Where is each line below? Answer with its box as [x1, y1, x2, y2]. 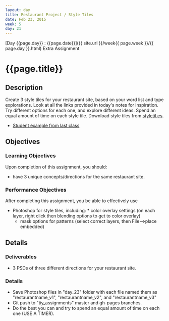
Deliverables [5, 253, 37, 260]
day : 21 [5, 26, 22, 31]
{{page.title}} [5, 63, 63, 75]
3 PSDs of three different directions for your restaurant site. [12, 265, 136, 271]
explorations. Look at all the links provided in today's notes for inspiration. [5, 102, 159, 108]
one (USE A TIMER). [12, 310, 54, 316]
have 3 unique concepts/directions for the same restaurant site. [12, 173, 145, 179]
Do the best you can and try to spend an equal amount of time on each [12, 305, 160, 311]
